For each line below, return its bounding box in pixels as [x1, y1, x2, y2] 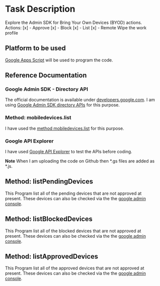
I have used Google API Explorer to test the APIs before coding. [5, 149, 133, 155]
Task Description [5, 3, 76, 15]
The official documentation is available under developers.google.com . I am [5, 97, 155, 103]
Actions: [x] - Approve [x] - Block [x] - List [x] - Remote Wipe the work [5, 24, 147, 30]
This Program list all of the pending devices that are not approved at [5, 190, 142, 196]
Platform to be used [5, 44, 66, 52]
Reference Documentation [5, 71, 87, 80]
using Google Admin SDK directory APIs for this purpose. [5, 102, 120, 108]
